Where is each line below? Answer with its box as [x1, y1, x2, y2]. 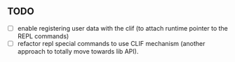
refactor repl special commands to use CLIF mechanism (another [17, 39, 206, 47]
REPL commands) [17, 31, 69, 40]
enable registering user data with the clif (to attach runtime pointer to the [17, 24, 228, 32]
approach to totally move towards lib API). [17, 47, 139, 55]
